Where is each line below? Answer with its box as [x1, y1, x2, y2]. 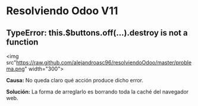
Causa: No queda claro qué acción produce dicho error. [6, 77, 144, 83]
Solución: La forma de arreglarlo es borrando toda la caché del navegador [6, 88, 189, 95]
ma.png [6, 65, 25, 72]
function [6, 37, 39, 47]
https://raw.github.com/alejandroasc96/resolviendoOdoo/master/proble [15, 59, 192, 66]
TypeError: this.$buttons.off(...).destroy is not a [6, 28, 188, 38]
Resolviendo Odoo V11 [6, 4, 118, 18]
